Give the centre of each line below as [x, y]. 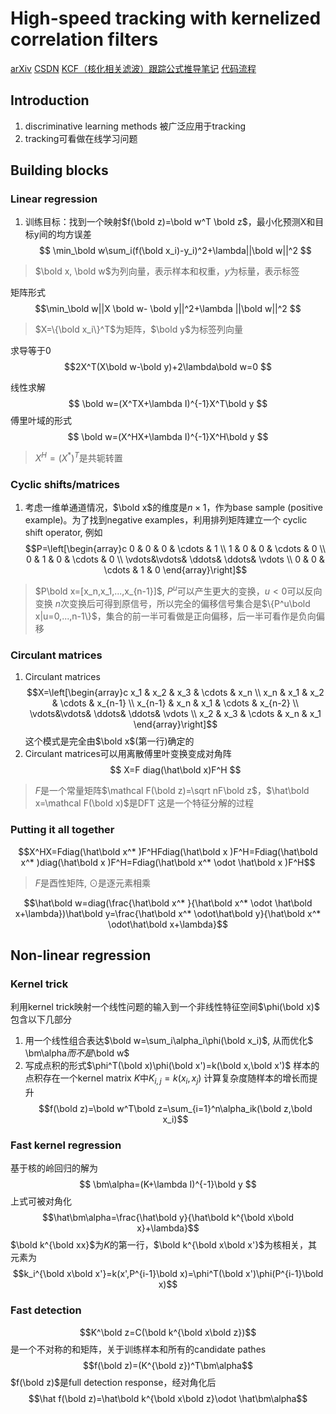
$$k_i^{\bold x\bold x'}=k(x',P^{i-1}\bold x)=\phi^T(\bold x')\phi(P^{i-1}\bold [168, 1274]
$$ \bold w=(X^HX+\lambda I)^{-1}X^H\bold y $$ [168, 437]
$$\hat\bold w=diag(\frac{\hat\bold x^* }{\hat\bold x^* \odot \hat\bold [168, 903]
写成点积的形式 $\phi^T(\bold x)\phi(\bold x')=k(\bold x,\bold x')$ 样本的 [172, 1066]
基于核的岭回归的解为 [54, 1168]
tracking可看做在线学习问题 [81, 138]
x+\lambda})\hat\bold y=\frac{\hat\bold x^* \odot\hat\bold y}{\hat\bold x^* [168, 913]
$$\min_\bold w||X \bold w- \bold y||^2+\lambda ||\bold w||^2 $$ [168, 309]
